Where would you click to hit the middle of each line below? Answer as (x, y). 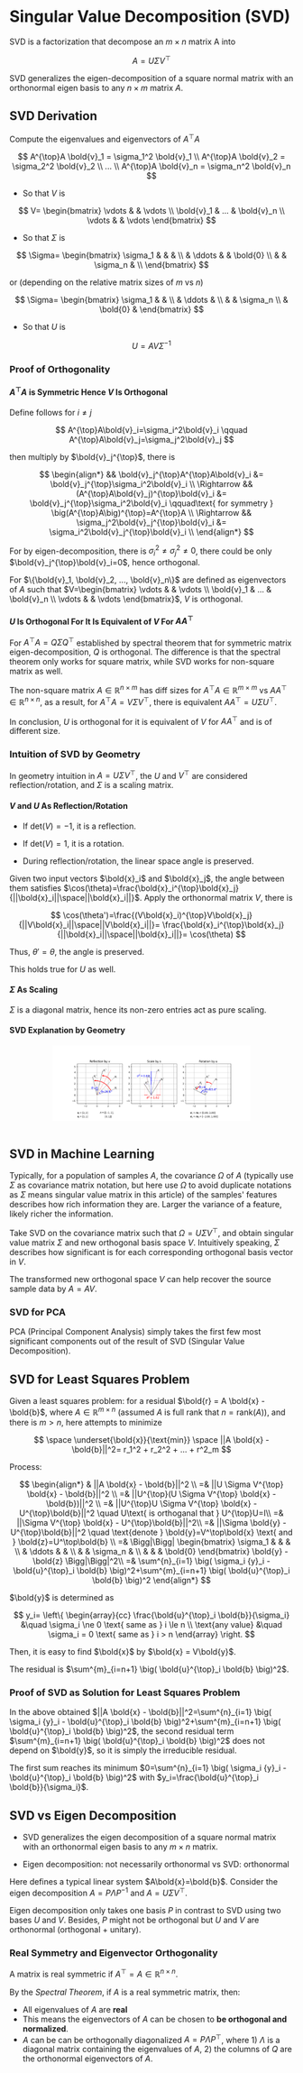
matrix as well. (36, 671)
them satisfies (35, 888)
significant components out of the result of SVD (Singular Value (127, 1342)
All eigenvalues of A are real (75, 2009)
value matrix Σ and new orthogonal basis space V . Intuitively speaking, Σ (145, 1243)
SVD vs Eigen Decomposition (93, 1816)
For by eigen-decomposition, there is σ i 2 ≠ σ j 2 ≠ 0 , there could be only (141, 551)
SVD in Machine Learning (82, 1155)
